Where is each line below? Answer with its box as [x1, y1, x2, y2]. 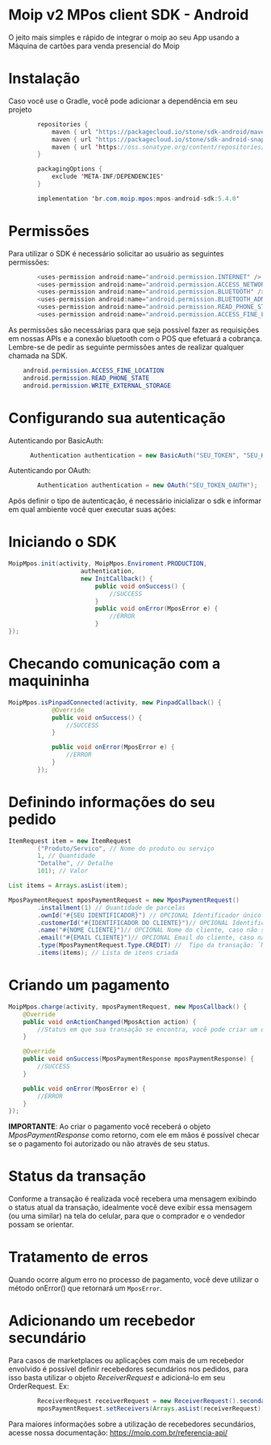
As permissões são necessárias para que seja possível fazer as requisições [8, 325, 260, 335]
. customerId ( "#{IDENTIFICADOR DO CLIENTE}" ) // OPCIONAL [37, 919, 229, 927]
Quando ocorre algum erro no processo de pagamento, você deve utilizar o [8, 1275, 260, 1285]
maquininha [8, 672, 90, 691]
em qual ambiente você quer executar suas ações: [8, 505, 176, 514]
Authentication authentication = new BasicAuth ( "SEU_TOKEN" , [29, 451, 240, 459]
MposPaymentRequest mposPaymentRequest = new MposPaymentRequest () [8, 896, 240, 904]
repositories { [37, 120, 89, 129]
